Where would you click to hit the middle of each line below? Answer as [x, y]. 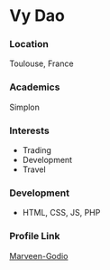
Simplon [25, 107]
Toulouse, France [41, 63]
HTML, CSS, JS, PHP [61, 213]
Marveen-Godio [39, 256]
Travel [34, 169]
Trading [37, 150]
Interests [29, 130]
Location [29, 44]
